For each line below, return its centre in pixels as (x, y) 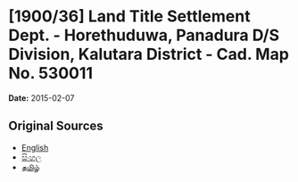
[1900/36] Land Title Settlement (129, 17)
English (35, 147)
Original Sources (56, 126)
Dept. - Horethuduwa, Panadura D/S (144, 35)
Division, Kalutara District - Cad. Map (149, 54)
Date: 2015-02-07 (41, 98)
